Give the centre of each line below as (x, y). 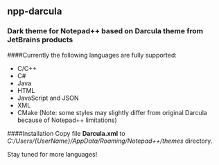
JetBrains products (40, 40)
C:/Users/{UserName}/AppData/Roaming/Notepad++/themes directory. (110, 141)
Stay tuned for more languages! (52, 154)
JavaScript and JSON (48, 98)
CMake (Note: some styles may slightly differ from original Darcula (112, 112)
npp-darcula (35, 11)
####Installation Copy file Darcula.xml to (67, 133)
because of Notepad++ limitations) (67, 120)
